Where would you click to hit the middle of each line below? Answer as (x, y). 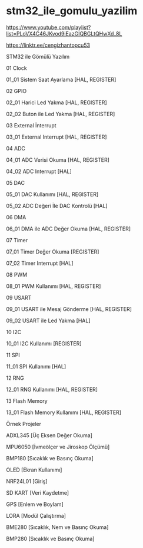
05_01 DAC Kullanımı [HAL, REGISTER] (52, 194)
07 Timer (17, 240)
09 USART (19, 297)
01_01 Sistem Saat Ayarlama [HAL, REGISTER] (61, 79)
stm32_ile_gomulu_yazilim (72, 11)
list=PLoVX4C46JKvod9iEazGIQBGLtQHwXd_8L (64, 33)
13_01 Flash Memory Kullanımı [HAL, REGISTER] (64, 412)
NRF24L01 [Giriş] (27, 481)
